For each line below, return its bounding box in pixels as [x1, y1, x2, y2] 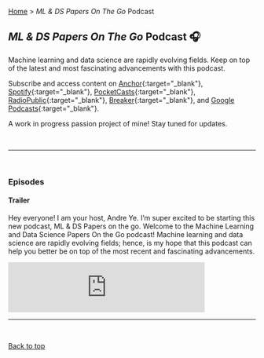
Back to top [8, 341, 46, 350]
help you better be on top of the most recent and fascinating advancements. [8, 247, 255, 256]
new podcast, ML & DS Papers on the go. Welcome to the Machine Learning [8, 221, 254, 231]
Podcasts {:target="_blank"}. [8, 104, 100, 113]
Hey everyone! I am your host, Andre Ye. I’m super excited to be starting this [8, 213, 255, 222]
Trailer [8, 195, 30, 205]
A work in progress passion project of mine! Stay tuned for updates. [8, 119, 228, 128]
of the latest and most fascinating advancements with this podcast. [8, 63, 225, 73]
